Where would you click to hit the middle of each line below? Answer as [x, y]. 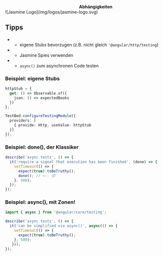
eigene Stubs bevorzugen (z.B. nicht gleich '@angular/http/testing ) [89, 44]
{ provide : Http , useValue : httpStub [53, 125]
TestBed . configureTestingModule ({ [41, 116]
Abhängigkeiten [96, 7]
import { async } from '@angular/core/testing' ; [56, 213]
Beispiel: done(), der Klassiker [42, 147]
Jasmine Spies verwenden [47, 55]
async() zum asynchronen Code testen [59, 66]
